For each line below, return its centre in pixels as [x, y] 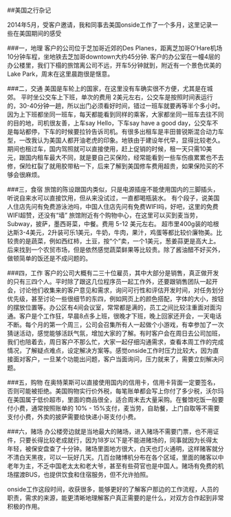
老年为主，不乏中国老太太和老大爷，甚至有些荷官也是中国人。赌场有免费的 [112, 466]
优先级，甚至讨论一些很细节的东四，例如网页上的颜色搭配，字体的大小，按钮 [115, 299]
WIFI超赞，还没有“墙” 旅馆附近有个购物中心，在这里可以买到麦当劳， [104, 215]
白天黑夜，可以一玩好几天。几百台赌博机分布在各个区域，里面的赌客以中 [121, 457]
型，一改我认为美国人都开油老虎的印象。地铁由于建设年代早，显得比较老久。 [115, 140]
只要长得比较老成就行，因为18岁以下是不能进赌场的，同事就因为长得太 [119, 440]
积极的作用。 [25, 506]
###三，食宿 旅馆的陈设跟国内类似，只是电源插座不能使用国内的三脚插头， [113, 189]
